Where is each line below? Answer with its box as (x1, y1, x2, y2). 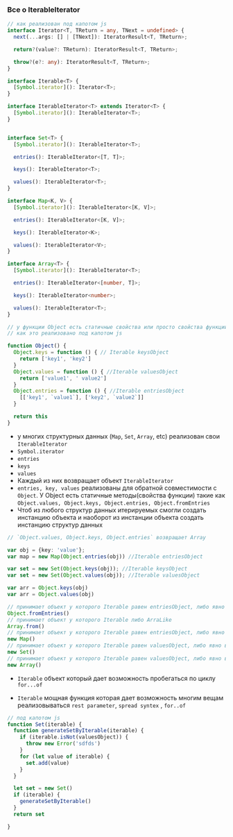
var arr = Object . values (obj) (7, 591, 95, 598)
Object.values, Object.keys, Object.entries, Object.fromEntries (17, 500, 210, 507)
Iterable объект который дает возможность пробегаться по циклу (17, 674, 216, 682)
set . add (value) (25, 759, 70, 766)
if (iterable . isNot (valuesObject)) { (19, 734, 129, 741)
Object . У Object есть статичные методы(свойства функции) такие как (17, 491, 225, 499)
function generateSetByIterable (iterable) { (13, 727, 144, 734)
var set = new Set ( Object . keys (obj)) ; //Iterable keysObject (7, 566, 188, 573)
